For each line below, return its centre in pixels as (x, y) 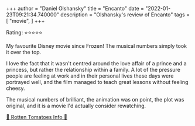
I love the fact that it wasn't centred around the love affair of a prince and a (96, 63)
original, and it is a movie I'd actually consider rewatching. (76, 106)
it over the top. (24, 52)
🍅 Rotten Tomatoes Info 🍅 (37, 117)
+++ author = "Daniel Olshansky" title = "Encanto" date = (75, 8)
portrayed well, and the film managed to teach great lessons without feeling (97, 82)
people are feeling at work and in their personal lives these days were (90, 76)
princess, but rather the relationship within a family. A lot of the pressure (93, 70)
